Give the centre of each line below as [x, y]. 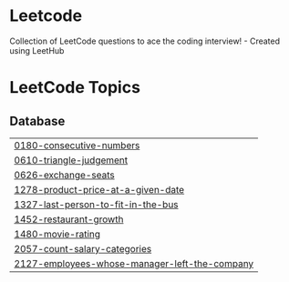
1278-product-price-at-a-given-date [99, 189]
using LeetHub [37, 50]
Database [37, 121]
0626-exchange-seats [65, 175]
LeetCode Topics [75, 88]
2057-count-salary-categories [83, 248]
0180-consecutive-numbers [77, 145]
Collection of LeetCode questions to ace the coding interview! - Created [145, 41]
